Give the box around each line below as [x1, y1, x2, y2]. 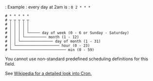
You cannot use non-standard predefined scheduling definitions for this [5, 56, 149, 62]
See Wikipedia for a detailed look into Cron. [5, 70, 92, 76]
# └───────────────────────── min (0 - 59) [5, 48, 95, 52]
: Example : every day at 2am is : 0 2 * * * [5, 4, 91, 10]
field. [5, 61, 16, 67]
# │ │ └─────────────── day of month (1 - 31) [5, 39, 101, 44]
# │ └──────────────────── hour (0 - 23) [5, 43, 90, 48]
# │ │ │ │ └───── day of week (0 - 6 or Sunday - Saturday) [5, 31, 130, 35]
